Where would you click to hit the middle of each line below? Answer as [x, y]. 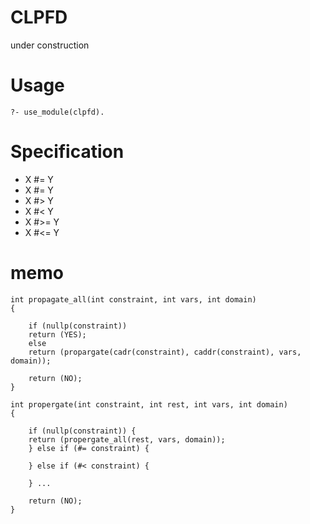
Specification [67, 152]
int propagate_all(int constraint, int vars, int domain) [133, 299]
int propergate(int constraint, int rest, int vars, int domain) [149, 404]
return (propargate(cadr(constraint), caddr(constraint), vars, [165, 352]
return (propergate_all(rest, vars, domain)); [127, 439]
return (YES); [57, 334]
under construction [50, 45]
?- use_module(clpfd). [57, 112]
